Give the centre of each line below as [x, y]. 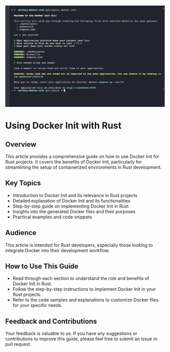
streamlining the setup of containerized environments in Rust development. [83, 167]
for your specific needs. [37, 305]
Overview [21, 144]
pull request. [18, 344]
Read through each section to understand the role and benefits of [81, 279]
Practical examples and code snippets [52, 217]
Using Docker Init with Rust [63, 126]
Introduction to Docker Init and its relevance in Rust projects [75, 195]
